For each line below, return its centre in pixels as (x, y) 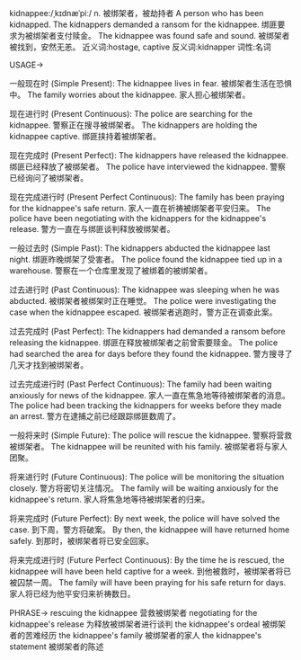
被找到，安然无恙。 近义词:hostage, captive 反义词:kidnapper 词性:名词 (140, 47)
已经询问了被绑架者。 (49, 178)
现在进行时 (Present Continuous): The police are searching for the (131, 114)
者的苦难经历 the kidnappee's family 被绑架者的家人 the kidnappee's (136, 635)
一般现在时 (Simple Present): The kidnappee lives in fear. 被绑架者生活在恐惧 (150, 83)
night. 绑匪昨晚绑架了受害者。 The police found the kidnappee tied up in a (146, 259)
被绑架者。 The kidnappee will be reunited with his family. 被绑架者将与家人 (148, 446)
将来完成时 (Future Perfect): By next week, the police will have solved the (145, 518)
